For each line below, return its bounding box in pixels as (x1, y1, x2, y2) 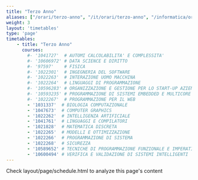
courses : (21, 47, 44, 53)
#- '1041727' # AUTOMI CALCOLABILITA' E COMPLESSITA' (27, 53, 165, 58)
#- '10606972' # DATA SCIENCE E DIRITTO (27, 58, 128, 64)
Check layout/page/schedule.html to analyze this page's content (6, 168, 163, 175)
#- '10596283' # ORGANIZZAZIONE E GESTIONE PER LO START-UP (27, 86, 178, 91)
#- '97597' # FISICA (27, 63, 85, 70)
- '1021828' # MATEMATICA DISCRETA (27, 124, 117, 130)
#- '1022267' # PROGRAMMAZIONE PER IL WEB (27, 96, 136, 102)
